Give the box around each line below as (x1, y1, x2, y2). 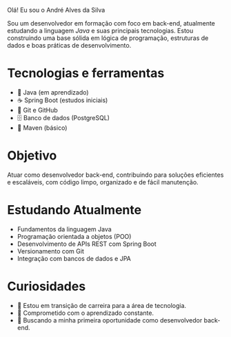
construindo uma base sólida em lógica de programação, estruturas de (7, 34, 209, 42)
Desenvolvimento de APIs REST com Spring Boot (17, 240, 157, 248)
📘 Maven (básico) (17, 124, 68, 132)
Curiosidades (7, 279, 86, 294)
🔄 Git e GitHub (17, 106, 59, 114)
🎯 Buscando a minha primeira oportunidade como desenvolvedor (17, 316, 203, 324)
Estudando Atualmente (7, 202, 142, 218)
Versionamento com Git (17, 247, 84, 255)
